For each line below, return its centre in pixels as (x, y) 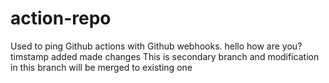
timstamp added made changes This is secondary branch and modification (165, 56)
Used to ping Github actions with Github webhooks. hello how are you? (156, 46)
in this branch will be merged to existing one (101, 67)
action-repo (61, 18)
